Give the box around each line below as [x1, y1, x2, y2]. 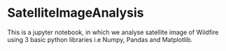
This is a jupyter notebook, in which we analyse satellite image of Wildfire [7, 28, 219, 36]
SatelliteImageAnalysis [7, 5, 145, 21]
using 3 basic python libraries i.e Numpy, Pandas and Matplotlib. [7, 35, 193, 43]
